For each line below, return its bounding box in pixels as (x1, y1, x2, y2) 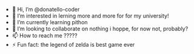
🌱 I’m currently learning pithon (12, 19, 88, 25)
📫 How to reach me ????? (12, 32, 78, 39)
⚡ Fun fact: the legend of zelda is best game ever (12, 41, 135, 48)
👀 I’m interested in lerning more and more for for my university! (12, 12, 169, 19)
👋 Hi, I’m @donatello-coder (12, 6, 80, 13)
